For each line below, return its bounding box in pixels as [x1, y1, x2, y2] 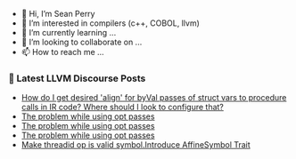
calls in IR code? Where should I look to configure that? [21, 102, 225, 113]
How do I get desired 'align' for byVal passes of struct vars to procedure [21, 92, 287, 103]
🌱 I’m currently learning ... [21, 28, 117, 37]
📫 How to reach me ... [21, 47, 104, 57]
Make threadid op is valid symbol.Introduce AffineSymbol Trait [21, 139, 251, 150]
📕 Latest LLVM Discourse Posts [8, 72, 146, 84]
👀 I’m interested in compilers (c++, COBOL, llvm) [21, 18, 200, 28]
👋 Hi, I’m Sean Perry [21, 9, 95, 19]
